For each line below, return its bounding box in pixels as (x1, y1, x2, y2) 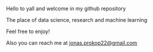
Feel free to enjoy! (6, 28, 50, 35)
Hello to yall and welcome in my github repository (6, 5, 127, 12)
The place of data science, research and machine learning (6, 17, 148, 23)
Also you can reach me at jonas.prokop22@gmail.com (6, 40, 137, 46)
